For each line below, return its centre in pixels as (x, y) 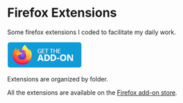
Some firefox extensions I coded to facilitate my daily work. (92, 32)
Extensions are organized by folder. (58, 79)
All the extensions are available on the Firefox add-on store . (93, 93)
